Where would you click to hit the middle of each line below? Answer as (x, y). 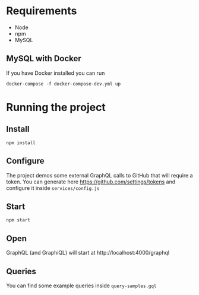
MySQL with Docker (44, 58)
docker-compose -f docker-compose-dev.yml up (63, 84)
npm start (18, 220)
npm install (21, 143)
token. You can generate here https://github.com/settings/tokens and (91, 182)
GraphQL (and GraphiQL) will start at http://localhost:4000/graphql (88, 253)
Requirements (42, 11)
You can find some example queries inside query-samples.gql (81, 286)
